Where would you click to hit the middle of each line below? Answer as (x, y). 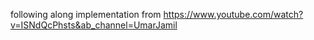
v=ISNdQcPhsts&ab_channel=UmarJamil (94, 25)
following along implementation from (86, 14)
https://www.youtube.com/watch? (233, 14)
